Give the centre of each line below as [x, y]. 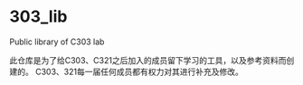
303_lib [38, 17]
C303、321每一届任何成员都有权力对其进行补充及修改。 [139, 71]
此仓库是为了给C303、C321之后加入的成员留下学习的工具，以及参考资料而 [148, 60]
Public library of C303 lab [57, 42]
